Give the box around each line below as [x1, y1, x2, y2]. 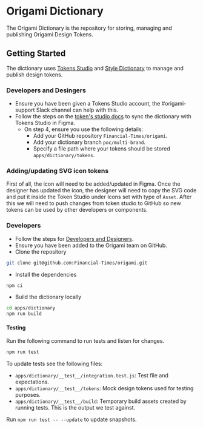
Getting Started [6, 49, 66, 59]
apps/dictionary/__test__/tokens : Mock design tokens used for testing [15, 385, 194, 392]
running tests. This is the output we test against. [15, 404, 135, 411]
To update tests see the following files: [6, 360, 103, 368]
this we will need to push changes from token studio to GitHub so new [6, 200, 181, 207]
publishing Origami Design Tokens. [6, 30, 94, 38]
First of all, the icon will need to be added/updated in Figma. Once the [6, 180, 181, 187]
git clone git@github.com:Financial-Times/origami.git [6, 260, 148, 266]
